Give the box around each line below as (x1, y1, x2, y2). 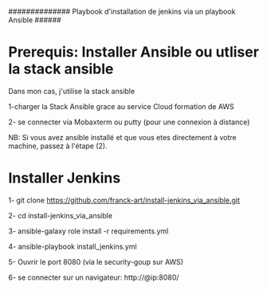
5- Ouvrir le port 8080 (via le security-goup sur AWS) (8, 257, 184, 266)
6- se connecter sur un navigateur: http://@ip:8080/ (8, 272, 179, 282)
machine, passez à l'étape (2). (8, 141, 108, 151)
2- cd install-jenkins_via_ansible (8, 210, 113, 220)
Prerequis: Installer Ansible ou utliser (8, 43, 259, 61)
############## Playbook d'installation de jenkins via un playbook (8, 7, 236, 16)
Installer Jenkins (8, 169, 121, 187)
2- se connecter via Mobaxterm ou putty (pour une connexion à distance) (8, 117, 250, 127)
